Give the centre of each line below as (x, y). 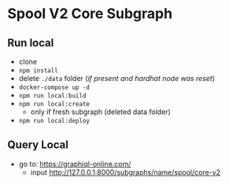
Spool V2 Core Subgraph (90, 14)
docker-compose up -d (54, 87)
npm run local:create (54, 104)
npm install (38, 71)
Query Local (38, 145)
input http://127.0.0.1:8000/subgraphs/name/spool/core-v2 (126, 172)
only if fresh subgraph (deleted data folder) (100, 112)
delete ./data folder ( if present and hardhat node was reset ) (117, 78)
